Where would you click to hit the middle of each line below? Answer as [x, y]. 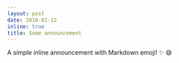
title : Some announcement [44, 33]
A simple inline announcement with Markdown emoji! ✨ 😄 [90, 53]
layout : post [26, 13]
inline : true [26, 26]
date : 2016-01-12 [32, 20]
